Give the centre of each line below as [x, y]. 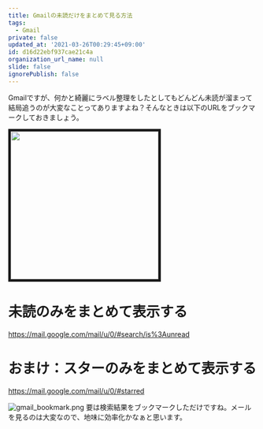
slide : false [30, 67]
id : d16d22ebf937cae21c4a [50, 52]
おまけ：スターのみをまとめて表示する [133, 368]
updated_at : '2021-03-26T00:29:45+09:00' [77, 45]
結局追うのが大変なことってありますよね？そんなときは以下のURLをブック [128, 107]
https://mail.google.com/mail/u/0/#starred [76, 390]
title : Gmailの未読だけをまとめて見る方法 [70, 15]
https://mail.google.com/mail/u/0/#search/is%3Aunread [99, 334]
